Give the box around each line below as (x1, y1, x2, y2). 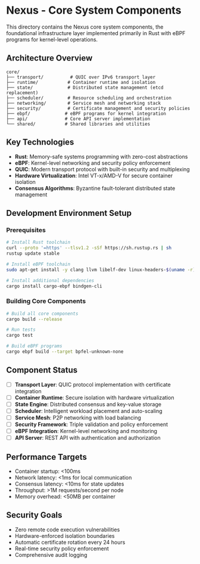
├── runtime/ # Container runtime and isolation (6, 79, 156, 85)
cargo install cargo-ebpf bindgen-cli (6, 283, 102, 289)
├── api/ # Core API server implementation (6, 115, 151, 122)
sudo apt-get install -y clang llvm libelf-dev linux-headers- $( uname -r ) (6, 267, 196, 272)
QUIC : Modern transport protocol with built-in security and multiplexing (14, 165, 190, 173)
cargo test (6, 333, 33, 339)
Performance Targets (6, 452, 87, 462)
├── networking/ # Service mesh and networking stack (6, 100, 161, 106)
